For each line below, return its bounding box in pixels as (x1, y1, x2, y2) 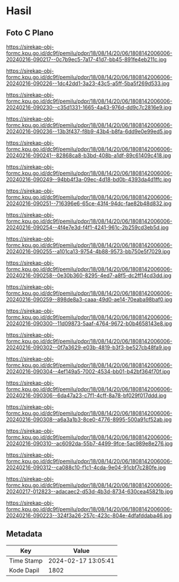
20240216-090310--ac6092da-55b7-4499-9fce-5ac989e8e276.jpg (6, 440, 173, 447)
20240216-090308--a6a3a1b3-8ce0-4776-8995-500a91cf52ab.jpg (6, 416, 173, 423)
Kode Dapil (9, 566, 40, 574)
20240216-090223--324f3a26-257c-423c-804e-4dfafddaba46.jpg (6, 512, 172, 519)
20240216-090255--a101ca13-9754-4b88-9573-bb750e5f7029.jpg (6, 248, 170, 255)
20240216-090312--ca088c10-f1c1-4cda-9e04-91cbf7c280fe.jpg (6, 464, 167, 471)
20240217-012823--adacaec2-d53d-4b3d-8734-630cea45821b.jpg (6, 488, 173, 495)
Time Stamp (9, 557, 43, 565)
